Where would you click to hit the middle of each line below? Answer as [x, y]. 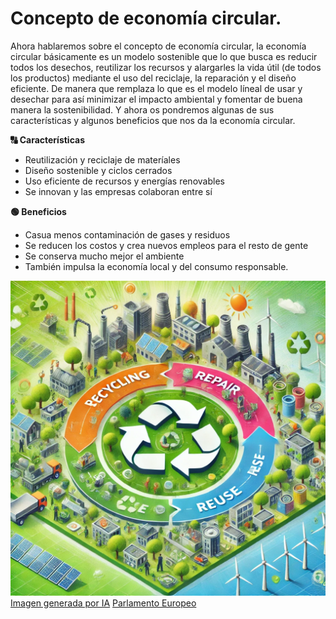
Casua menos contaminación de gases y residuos [127, 234]
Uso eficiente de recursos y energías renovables [124, 181]
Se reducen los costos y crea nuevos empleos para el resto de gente [166, 245]
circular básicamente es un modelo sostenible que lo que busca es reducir [164, 56]
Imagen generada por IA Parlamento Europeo [103, 603]
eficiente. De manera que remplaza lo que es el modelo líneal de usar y [156, 88]
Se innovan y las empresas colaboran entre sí [118, 191]
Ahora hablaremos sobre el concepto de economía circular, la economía [158, 46]
